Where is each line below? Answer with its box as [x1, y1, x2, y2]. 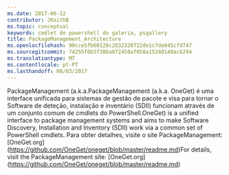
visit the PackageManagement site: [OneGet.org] [7, 152, 146, 161]
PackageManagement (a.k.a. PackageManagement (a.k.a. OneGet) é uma [7, 87, 215, 95]
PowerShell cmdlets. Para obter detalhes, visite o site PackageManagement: [7, 130, 223, 138]
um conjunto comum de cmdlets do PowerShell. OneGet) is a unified [7, 108, 199, 117]
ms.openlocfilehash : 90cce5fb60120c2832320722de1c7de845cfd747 [7, 42, 193, 49]
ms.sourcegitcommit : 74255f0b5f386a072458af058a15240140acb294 [7, 49, 193, 56]
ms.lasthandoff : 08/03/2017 [7, 68, 88, 74]
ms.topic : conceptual [7, 23, 69, 30]
